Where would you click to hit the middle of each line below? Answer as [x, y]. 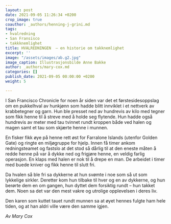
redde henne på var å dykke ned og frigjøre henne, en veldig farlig [75, 153]
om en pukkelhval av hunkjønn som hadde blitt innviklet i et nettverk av [80, 106]
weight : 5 [16, 81]
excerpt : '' [18, 53]
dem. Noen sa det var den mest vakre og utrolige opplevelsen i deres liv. [81, 191]
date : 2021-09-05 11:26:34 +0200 [41, 15]
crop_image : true [24, 19]
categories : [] [21, 72]
